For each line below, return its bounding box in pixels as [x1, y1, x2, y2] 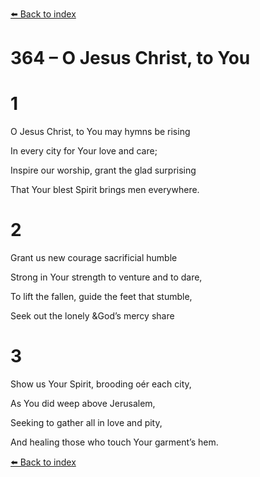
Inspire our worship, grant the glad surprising [10, 164, 197, 177]
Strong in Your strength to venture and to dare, [10, 271, 203, 283]
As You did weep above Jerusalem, [10, 398, 156, 409]
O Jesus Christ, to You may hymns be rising [10, 126, 191, 138]
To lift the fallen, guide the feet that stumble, [10, 291, 193, 303]
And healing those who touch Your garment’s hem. [10, 436, 219, 448]
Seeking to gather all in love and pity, [10, 417, 163, 428]
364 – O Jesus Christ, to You [10, 47, 251, 70]
